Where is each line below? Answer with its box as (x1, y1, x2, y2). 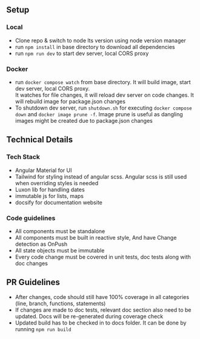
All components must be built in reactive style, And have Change (15, 234, 177, 241)
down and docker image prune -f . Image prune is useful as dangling (15, 110, 183, 117)
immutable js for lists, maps (15, 192, 84, 199)
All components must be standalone (15, 227, 105, 235)
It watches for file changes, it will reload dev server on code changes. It (15, 91, 194, 99)
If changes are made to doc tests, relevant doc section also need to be (15, 306, 192, 314)
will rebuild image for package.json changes (15, 97, 126, 105)
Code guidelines (6, 214, 56, 222)
